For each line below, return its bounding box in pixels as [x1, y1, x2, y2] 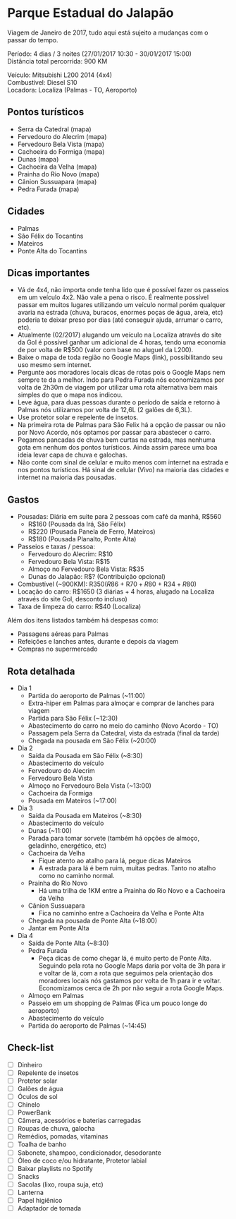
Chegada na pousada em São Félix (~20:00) [27, 736, 156, 745]
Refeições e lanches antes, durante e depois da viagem [17, 637, 179, 646]
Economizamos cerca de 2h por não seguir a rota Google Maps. [38, 984, 224, 992]
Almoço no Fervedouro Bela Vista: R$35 [27, 565, 144, 573]
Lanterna [17, 1188, 44, 1196]
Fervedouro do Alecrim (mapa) [17, 132, 107, 140]
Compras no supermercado [17, 644, 98, 654]
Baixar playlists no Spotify [17, 1164, 93, 1172]
